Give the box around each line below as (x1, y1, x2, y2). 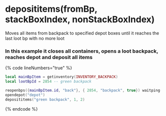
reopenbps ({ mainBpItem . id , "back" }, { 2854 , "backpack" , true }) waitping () (5, 87, 165, 93)
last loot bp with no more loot (5, 35, 65, 41)
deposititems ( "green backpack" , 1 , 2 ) (5, 97, 85, 102)
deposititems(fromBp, (5, 3, 97, 15)
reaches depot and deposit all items (5, 54, 93, 60)
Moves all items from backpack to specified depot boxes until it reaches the (5, 30, 160, 36)
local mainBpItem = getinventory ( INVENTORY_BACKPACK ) (5, 75, 119, 80)
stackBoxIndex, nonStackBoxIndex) (5, 14, 155, 25)
